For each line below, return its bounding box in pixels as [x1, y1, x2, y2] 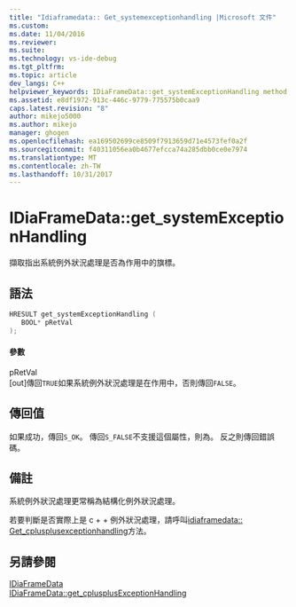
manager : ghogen [9, 129, 69, 138]
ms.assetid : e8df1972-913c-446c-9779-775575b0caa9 [9, 95, 200, 105]
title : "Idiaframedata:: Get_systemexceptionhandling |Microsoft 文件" [9, 12, 277, 22]
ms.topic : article [9, 71, 77, 80]
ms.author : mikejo [9, 121, 77, 130]
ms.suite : [9, 46, 46, 55]
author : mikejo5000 [9, 112, 82, 121]
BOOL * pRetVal [20, 318, 74, 327]
